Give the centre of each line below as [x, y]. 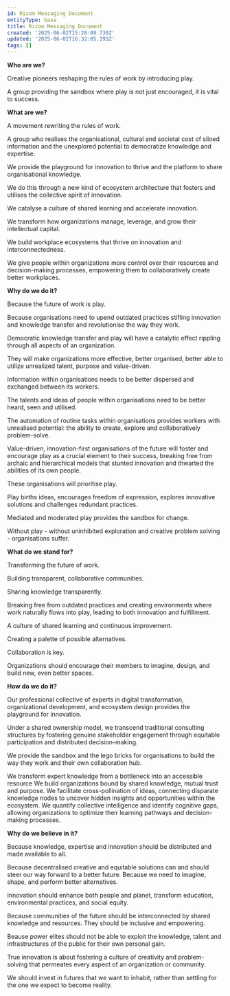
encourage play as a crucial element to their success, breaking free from [110, 456]
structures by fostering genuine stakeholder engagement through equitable [114, 735]
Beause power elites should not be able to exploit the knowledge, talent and [114, 937]
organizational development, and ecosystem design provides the [99, 707]
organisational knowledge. [45, 174]
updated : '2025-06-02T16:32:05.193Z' [61, 39]
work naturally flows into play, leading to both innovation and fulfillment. [109, 612]
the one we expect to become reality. [60, 985]
